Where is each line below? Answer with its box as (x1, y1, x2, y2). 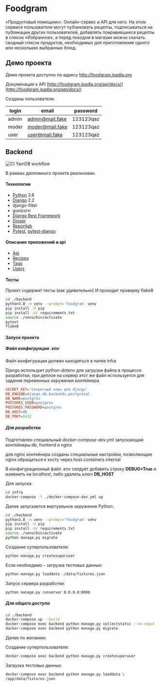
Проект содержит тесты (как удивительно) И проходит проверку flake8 (5, 288, 154, 293)
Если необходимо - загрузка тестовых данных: (5, 562, 103, 568)
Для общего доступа (5, 600, 50, 606)
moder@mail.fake (27, 123, 68, 130)
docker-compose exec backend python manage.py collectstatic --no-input (5, 621, 155, 627)
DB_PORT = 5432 (5, 414, 32, 419)
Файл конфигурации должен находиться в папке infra (5, 358, 117, 363)
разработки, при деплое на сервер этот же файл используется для (5, 372, 145, 378)
